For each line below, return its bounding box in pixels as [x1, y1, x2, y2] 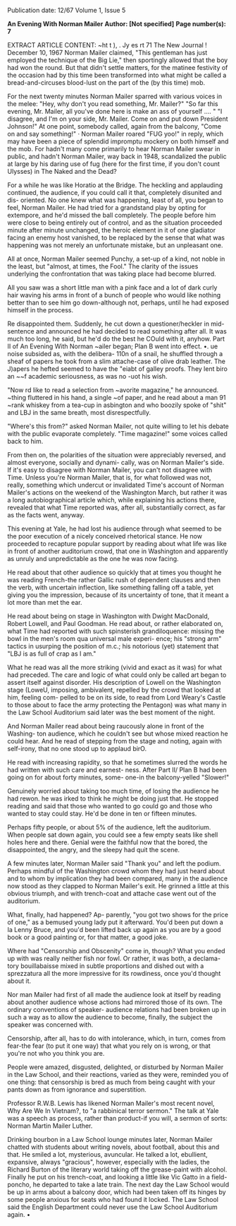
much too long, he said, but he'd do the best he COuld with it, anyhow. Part [7, 335, 225, 343]
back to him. [7, 437, 44, 445]
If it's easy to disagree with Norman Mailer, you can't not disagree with [7, 466, 213, 474]
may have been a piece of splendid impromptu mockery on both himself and [7, 137, 229, 146]
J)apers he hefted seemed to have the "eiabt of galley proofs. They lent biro [7, 365, 228, 373]
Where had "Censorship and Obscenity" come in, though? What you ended [7, 947, 225, 955]
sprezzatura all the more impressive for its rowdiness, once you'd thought [7, 969, 221, 977]
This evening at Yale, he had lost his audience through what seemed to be [7, 524, 222, 533]
